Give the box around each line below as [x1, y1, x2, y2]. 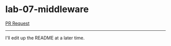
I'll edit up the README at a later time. [5, 34, 85, 41]
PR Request [5, 20, 30, 26]
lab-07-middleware [5, 4, 89, 15]
